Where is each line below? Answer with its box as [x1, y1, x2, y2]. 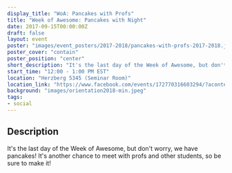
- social [7, 100, 32, 107]
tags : [7, 94, 23, 101]
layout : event [7, 36, 48, 43]
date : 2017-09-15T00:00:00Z [7, 23, 88, 30]
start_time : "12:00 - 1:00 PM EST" [7, 68, 110, 75]
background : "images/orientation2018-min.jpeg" [7, 87, 147, 94]
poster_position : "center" [7, 55, 85, 62]
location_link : [7, 81, 51, 88]
